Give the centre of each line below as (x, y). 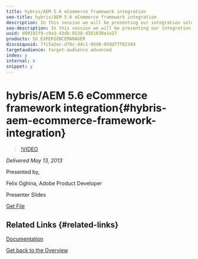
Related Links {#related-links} (62, 225)
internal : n (21, 61)
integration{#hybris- (115, 108)
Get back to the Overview (37, 250)
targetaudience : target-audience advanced (59, 50)
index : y (17, 55)
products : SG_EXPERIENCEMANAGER (46, 39)
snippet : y (19, 66)
